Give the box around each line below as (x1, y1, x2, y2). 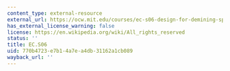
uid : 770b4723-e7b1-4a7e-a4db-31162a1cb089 (7, 48, 133, 55)
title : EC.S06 (7, 41, 48, 48)
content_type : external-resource (7, 9, 103, 17)
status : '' (7, 35, 38, 42)
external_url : (7, 16, 48, 23)
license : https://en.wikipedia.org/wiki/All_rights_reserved (7, 28, 186, 36)
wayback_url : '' (7, 54, 53, 61)
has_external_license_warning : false (7, 22, 115, 29)
